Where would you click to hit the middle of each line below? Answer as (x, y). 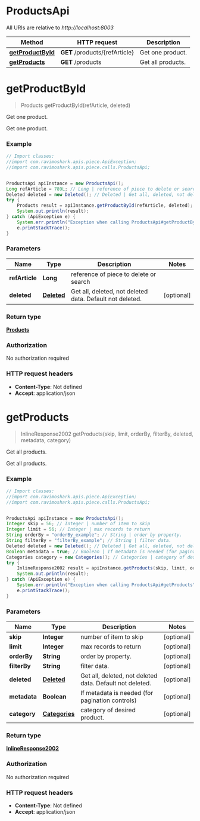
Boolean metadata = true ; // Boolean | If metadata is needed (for (92, 552)
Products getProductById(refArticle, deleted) (76, 105)
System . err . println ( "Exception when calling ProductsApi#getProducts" (106, 585)
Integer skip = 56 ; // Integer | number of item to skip (78, 524)
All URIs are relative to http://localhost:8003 (60, 27)
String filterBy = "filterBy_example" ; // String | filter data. (89, 541)
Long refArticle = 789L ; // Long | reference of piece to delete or (93, 189)
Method (32, 42)
